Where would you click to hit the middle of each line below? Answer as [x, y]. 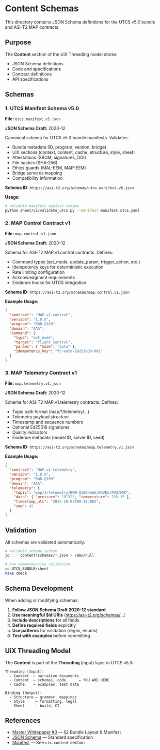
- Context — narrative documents [44, 676]
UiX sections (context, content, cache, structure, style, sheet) [73, 152]
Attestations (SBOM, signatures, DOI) [49, 158]
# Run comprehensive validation [38, 564]
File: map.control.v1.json [31, 234]
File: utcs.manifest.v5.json [33, 119]
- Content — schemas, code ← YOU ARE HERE [59, 680]
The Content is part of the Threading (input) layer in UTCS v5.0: [69, 662]
